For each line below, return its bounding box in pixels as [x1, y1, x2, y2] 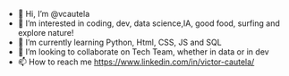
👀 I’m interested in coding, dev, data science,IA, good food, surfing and [17, 18, 280, 29]
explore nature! [17, 28, 74, 38]
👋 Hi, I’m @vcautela [17, 9, 90, 19]
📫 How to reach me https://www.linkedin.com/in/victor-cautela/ [17, 56, 255, 67]
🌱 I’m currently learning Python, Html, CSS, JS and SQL [17, 37, 222, 47]
